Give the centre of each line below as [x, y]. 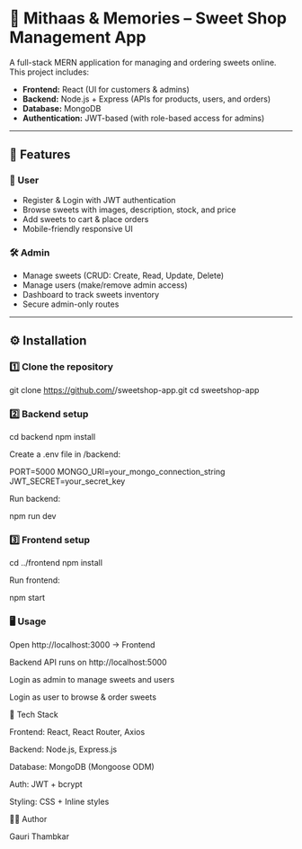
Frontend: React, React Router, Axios [77, 731]
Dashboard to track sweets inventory [91, 294]
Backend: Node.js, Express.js [63, 749]
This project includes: [49, 72]
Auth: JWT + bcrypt [46, 784]
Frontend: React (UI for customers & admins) [106, 89]
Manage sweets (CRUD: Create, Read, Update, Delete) [123, 275]
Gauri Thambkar [40, 836]
